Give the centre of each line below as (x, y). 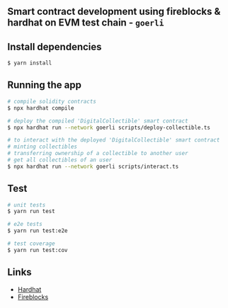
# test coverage (31, 244)
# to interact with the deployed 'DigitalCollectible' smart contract (114, 140)
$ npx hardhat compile (41, 108)
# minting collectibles (42, 147)
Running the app (44, 85)
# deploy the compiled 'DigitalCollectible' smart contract (98, 121)
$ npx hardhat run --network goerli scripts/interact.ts (93, 166)
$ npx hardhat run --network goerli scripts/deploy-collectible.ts (109, 127)
